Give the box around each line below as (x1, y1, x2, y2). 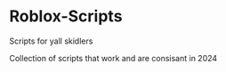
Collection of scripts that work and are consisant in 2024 (9, 52, 218, 63)
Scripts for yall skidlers (9, 36, 93, 46)
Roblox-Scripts (9, 6, 123, 27)
